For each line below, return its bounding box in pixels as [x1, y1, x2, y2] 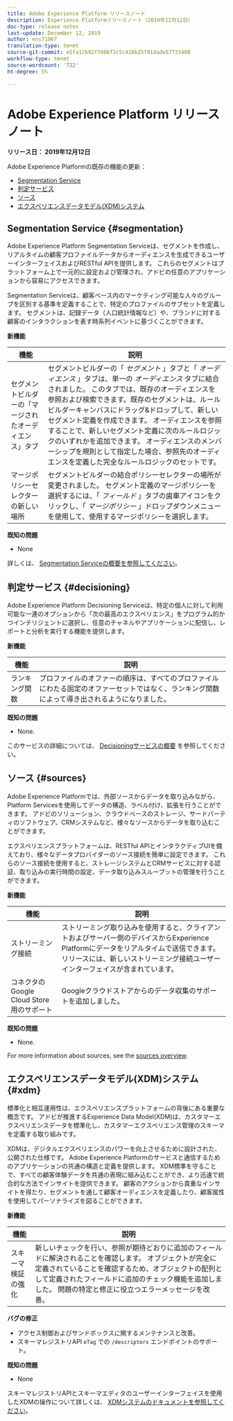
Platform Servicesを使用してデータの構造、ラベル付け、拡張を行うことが [7, 800, 216, 809]
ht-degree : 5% [7, 68, 49, 75]
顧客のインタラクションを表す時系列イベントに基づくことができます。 [7, 317, 207, 326]
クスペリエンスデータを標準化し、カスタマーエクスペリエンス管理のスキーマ [7, 1121, 225, 1129]
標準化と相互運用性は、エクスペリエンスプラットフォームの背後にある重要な [7, 1103, 225, 1112]
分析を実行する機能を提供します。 [31, 627, 128, 635]
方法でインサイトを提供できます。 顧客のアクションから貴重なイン [25, 1179, 215, 1187]
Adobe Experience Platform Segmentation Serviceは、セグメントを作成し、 [7, 242, 224, 250]
